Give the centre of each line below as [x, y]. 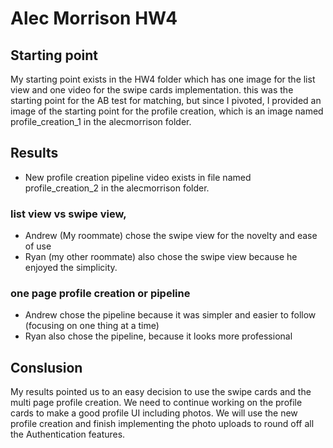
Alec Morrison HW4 [94, 18]
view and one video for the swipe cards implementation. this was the [152, 90]
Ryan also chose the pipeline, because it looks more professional [158, 336]
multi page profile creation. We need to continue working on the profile [156, 403]
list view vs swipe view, [68, 214]
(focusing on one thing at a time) [92, 326]
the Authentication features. [68, 434]
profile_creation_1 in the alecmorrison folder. [101, 121]
